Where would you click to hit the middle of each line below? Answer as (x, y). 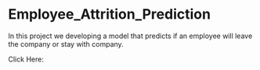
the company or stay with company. (66, 44)
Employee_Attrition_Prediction (110, 14)
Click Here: (26, 59)
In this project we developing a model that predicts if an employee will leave (130, 36)
